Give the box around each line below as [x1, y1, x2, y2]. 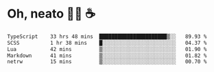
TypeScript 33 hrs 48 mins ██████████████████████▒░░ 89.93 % [7, 33, 207, 40]
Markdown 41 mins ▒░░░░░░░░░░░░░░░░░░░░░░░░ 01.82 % [7, 52, 207, 59]
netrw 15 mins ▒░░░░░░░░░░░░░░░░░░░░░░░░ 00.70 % [7, 58, 207, 65]
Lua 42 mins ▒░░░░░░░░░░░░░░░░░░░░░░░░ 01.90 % [7, 46, 207, 52]
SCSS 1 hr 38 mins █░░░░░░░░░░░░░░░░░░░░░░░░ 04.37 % [7, 39, 207, 46]
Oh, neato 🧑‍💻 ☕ [7, 6, 96, 22]
